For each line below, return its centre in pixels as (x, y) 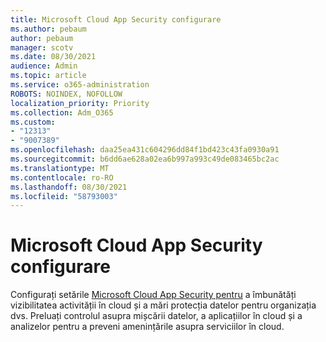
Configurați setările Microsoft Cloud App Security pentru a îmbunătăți (153, 295)
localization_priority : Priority (80, 103)
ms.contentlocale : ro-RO (62, 177)
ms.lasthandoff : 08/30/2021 (69, 187)
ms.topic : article (48, 76)
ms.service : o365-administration (80, 85)
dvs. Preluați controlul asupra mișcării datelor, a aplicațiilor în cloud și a (156, 316)
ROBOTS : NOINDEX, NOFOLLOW (66, 94)
